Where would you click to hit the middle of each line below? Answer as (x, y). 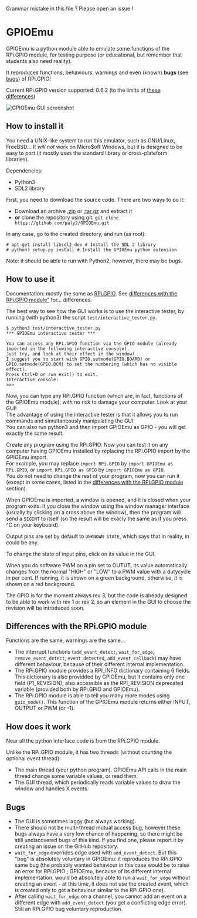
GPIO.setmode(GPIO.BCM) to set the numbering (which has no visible (91, 364)
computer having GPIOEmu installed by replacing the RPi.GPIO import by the (98, 451)
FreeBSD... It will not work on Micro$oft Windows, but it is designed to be (94, 147)
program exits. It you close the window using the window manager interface (98, 506)
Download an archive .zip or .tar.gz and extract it (73, 211)
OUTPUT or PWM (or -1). (45, 708)
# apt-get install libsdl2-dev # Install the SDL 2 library (81, 245)
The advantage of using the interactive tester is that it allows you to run (92, 414)
